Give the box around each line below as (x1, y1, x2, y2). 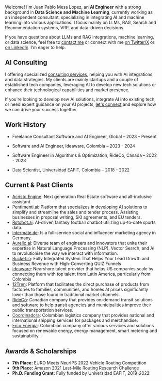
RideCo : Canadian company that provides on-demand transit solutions (12, 297, 153, 303)
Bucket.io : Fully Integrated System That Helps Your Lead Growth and (12, 256, 149, 262)
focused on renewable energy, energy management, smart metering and (12, 328, 158, 334)
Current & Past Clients (5, 181, 74, 189)
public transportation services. (12, 307, 74, 313)
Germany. (12, 235, 32, 241)
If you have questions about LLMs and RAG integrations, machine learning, (5, 34, 154, 40)
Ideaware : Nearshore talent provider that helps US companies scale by (12, 266, 154, 272)
